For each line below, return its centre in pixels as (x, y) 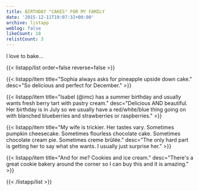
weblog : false (24, 28)
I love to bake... (25, 56)
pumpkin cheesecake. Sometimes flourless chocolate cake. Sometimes (94, 133)
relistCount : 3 (25, 39)
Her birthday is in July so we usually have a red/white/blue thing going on (96, 109)
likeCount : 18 (24, 34)
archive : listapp (28, 23)
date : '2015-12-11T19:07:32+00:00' (50, 17)
